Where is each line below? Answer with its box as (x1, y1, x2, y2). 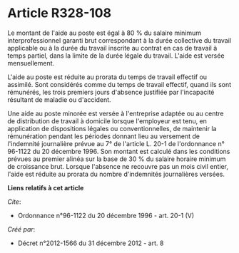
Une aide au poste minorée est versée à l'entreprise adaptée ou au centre (7, 109, 224, 118)
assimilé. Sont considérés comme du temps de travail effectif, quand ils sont (7, 80, 232, 88)
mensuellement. (7, 58, 55, 67)
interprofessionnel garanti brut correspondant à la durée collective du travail (7, 36, 232, 44)
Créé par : (7, 224, 36, 233)
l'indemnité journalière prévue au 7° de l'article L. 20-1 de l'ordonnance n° (7, 139, 225, 148)
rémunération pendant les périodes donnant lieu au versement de (7, 132, 200, 140)
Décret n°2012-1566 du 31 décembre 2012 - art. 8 (17, 239, 164, 247)
